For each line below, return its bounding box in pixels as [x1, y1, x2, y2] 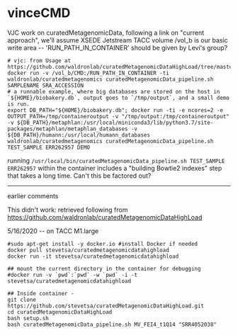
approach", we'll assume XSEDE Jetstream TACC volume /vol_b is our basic [7, 35, 228, 44]
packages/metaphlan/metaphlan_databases [7, 125, 129, 132]
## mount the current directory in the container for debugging [7, 265, 201, 272]
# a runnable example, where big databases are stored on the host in [7, 88, 220, 95]
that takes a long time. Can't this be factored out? [7, 171, 152, 180]
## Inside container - [7, 290, 74, 297]
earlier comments [7, 191, 59, 200]
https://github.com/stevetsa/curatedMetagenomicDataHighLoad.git [7, 302, 204, 310]
